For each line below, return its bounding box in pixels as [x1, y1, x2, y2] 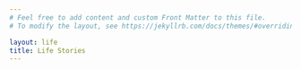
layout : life [9, 38, 58, 47]
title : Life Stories [9, 46, 87, 55]
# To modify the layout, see [9, 22, 118, 30]
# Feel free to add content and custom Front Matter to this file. [9, 13, 267, 22]
